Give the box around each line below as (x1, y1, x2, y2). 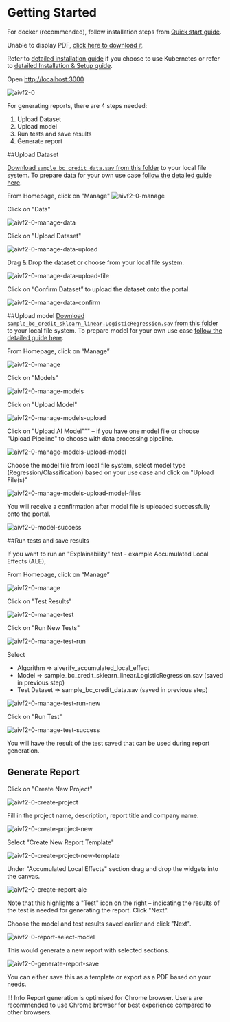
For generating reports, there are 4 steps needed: (7, 101, 148, 109)
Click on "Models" (7, 373, 58, 382)
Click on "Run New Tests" (7, 623, 80, 632)
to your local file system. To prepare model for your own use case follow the (7, 326, 222, 335)
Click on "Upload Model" (7, 400, 78, 408)
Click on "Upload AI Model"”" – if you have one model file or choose (7, 427, 200, 435)
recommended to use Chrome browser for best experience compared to (7, 1001, 211, 1009)
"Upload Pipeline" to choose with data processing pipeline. (7, 434, 174, 442)
